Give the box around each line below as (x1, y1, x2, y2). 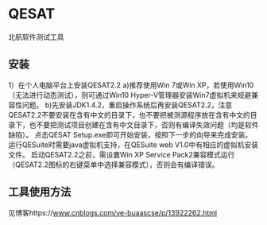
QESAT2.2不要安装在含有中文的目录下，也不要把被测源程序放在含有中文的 (8, 110, 250, 119)
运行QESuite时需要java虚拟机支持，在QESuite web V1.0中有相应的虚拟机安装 (8, 140, 259, 149)
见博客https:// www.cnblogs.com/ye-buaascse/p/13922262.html (8, 208, 218, 217)
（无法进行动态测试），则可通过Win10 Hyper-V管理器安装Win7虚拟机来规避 (8, 90, 252, 99)
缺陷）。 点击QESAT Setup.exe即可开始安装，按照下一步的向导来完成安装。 (8, 130, 253, 139)
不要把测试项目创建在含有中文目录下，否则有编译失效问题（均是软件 (35, 120, 259, 130)
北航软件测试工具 (8, 32, 64, 41)
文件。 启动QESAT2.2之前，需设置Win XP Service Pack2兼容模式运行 (8, 149, 235, 159)
